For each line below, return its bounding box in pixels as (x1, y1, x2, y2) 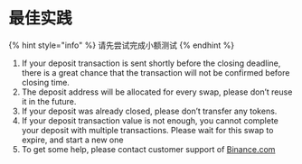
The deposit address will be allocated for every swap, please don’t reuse (21, 87, 293, 97)
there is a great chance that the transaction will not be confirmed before (21, 67, 290, 77)
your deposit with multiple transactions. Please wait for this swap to (21, 124, 274, 135)
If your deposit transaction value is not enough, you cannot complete (21, 114, 279, 126)
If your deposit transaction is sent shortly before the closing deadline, (21, 58, 281, 68)
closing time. (21, 77, 70, 87)
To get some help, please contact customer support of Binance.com (21, 143, 276, 154)
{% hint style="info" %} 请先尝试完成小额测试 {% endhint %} (8, 40, 235, 50)
